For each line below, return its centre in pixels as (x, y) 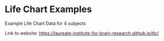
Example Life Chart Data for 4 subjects (45, 23)
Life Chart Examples (48, 9)
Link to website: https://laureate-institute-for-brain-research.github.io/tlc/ (82, 33)
